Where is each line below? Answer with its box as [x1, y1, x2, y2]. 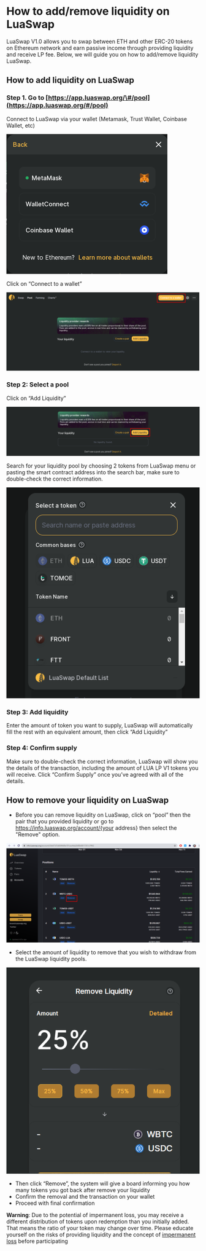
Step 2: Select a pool [6, 380, 69, 389]
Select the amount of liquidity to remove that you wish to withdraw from [15, 949, 197, 956]
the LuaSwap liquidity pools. [15, 955, 87, 963]
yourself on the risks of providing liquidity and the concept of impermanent [6, 1231, 196, 1239]
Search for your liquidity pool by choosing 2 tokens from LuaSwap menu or [6, 462, 196, 469]
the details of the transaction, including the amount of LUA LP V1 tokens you [6, 764, 199, 772]
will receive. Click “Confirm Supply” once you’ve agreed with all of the [6, 771, 184, 778]
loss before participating [6, 1237, 69, 1245]
